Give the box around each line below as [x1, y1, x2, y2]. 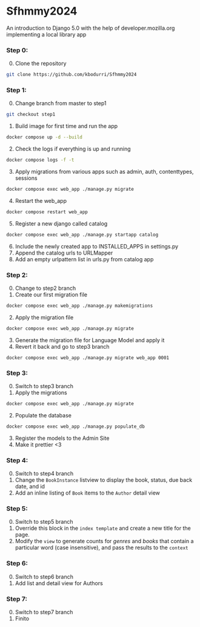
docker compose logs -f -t [6, 157, 75, 163]
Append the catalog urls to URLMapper [15, 249, 113, 256]
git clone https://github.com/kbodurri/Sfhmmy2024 [6, 72, 137, 78]
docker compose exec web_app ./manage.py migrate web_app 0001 [6, 354, 170, 361]
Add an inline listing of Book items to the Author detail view [15, 489, 161, 496]
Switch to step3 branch [15, 383, 74, 389]
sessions [15, 174, 38, 182]
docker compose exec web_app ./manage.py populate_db [6, 423, 145, 430]
